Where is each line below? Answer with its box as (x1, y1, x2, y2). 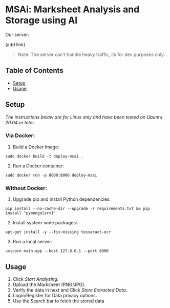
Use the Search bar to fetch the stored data (12, 298, 105, 304)
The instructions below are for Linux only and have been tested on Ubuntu (5, 114, 163, 120)
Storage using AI (5, 14, 78, 26)
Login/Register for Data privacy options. (12, 292, 97, 298)
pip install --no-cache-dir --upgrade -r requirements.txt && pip (5, 206, 150, 211)
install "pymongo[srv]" (5, 210, 56, 216)
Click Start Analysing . (12, 276, 59, 282)
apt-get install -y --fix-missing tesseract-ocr (5, 229, 111, 235)
